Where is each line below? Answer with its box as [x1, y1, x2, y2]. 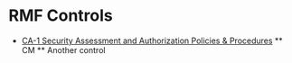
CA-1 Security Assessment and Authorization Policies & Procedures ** [21, 35, 284, 46]
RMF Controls [8, 5, 114, 26]
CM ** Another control [21, 44, 106, 55]
